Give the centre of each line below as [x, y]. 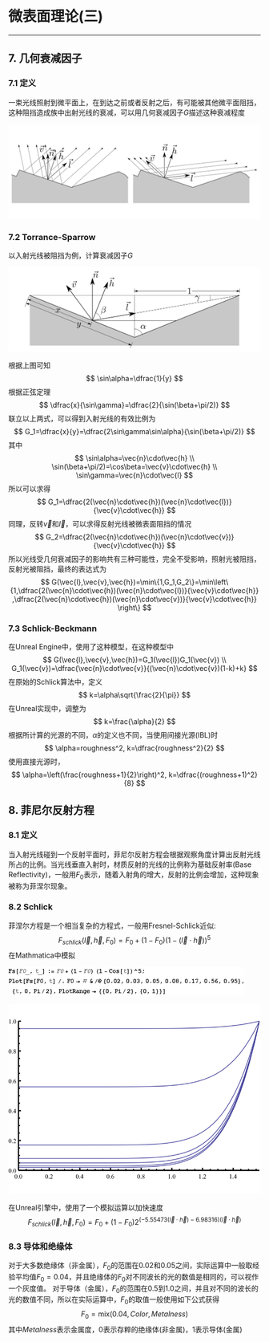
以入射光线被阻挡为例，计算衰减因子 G [71, 255]
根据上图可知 [29, 365]
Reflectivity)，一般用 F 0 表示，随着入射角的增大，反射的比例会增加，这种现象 [134, 875]
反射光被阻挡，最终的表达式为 [57, 569]
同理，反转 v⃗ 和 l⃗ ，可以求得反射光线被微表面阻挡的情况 [100, 523]
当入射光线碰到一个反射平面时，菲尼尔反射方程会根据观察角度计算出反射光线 [134, 854]
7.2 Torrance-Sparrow [52, 237]
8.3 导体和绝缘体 [40, 1246]
